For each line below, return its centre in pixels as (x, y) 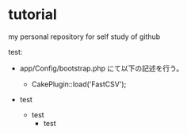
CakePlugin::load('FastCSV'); (79, 84)
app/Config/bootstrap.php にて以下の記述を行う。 (101, 68)
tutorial (32, 15)
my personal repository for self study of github (84, 36)
